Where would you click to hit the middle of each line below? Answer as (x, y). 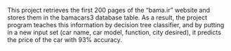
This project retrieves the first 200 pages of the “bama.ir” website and (109, 10)
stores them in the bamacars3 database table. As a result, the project (107, 17)
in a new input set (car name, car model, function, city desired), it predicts (114, 32)
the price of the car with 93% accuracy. (65, 40)
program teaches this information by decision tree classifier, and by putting (116, 25)
